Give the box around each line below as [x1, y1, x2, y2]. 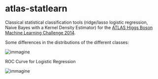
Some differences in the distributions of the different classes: [5, 39, 129, 45]
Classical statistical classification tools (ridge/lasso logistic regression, [5, 19, 148, 25]
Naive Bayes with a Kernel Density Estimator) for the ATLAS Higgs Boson [5, 24, 153, 30]
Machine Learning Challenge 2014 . [5, 30, 76, 36]
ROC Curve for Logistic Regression [5, 58, 76, 64]
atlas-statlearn [5, 3, 67, 14]
